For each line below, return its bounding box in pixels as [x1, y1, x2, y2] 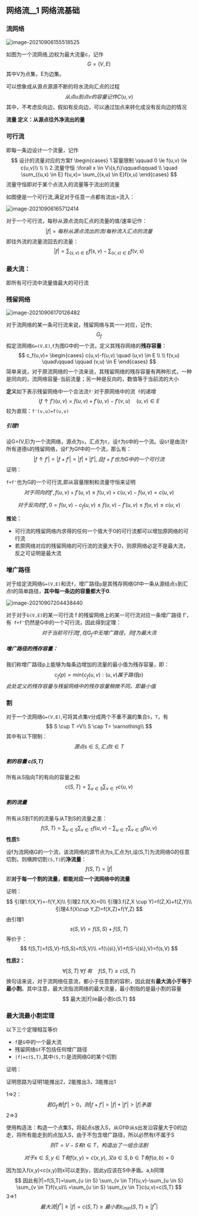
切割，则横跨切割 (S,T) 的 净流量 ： [6, 855, 87, 862]
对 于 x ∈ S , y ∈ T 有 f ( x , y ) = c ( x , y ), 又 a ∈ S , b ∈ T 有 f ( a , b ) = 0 [24, 1154, 174, 1161]
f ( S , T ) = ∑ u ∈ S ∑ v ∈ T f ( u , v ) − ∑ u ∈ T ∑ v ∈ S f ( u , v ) [41, 824, 157, 833]
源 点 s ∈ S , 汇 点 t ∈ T [74, 743, 124, 750]
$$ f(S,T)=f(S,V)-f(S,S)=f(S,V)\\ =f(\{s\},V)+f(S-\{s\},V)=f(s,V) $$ [20, 945, 178, 952]
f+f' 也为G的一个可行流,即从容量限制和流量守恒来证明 [6, 479, 136, 486]
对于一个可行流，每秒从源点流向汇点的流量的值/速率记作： [6, 217, 148, 224]
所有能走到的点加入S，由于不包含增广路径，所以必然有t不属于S [21, 1131, 175, 1138]
